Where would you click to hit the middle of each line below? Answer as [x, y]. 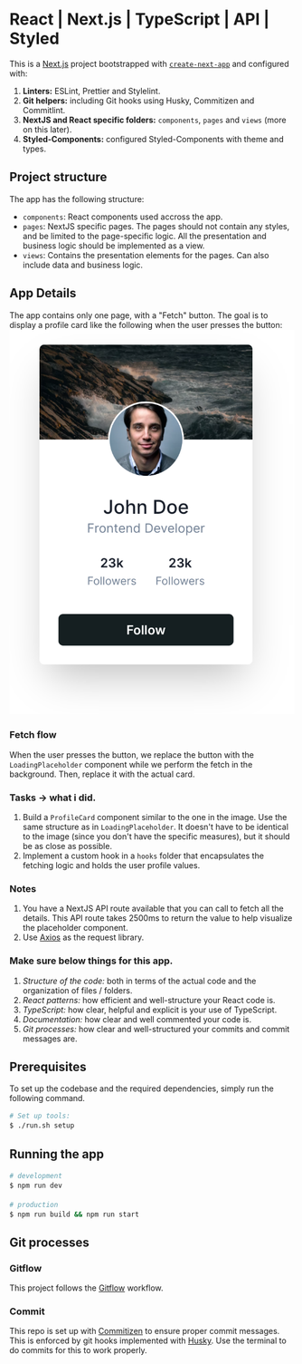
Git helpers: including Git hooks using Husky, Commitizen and [138, 101]
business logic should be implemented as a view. [113, 246]
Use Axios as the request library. [83, 937]
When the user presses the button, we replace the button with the [132, 755]
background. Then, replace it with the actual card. [102, 774]
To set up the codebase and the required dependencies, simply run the [142, 1088]
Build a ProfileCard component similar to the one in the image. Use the [155, 817]
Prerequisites [48, 1067]
